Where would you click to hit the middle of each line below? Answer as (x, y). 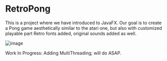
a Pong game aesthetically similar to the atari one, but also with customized (84, 28)
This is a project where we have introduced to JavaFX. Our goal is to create (83, 23)
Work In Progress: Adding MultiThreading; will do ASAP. (63, 53)
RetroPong (28, 9)
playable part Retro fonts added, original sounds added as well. (71, 33)
